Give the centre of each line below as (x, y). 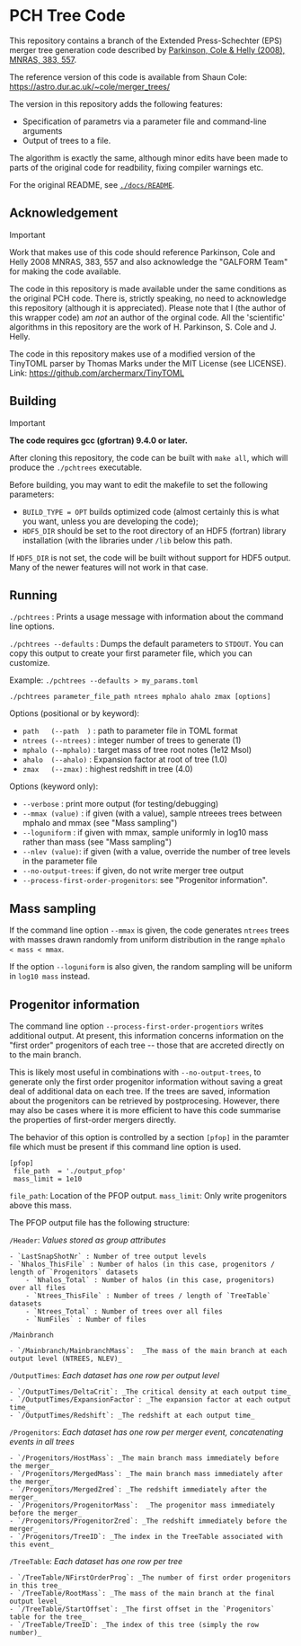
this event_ (31, 1544)
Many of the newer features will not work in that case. (109, 567)
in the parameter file (60, 861)
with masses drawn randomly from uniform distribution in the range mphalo (147, 940)
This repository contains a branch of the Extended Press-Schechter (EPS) (146, 40)
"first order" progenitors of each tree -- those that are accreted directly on (147, 1045)
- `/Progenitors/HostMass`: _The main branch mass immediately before (144, 1458)
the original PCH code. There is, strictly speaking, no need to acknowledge (148, 298)
